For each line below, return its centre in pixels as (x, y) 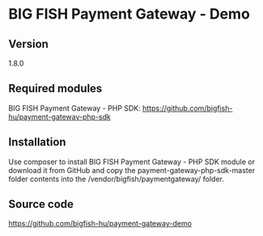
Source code (41, 204)
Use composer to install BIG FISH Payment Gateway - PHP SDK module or (131, 162)
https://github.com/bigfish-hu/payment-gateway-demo (100, 224)
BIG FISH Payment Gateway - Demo (129, 14)
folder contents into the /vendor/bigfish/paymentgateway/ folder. (116, 179)
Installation (37, 142)
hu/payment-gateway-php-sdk (59, 116)
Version (28, 44)
